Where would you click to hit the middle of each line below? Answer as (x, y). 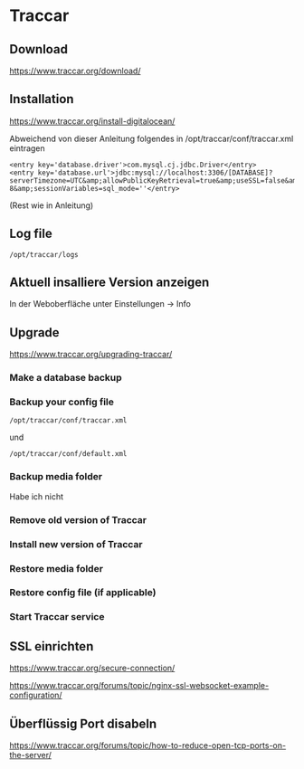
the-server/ (31, 755)
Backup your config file (62, 402)
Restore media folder (57, 568)
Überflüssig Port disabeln (83, 723)
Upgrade (35, 332)
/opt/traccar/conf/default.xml (68, 454)
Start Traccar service (57, 617)
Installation (42, 99)
